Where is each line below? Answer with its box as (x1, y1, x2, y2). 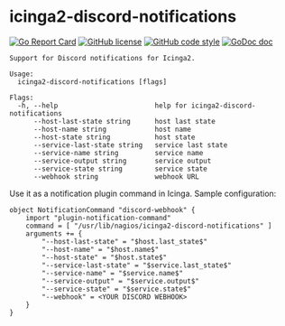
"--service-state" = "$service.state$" (41, 284, 192, 293)
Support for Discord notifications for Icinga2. (9, 53, 196, 62)
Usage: (9, 70, 34, 79)
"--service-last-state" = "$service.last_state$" (41, 260, 232, 270)
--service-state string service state (32, 164, 207, 173)
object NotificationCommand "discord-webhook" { (9, 205, 196, 214)
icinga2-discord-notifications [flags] (17, 77, 168, 87)
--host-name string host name (32, 125, 192, 134)
